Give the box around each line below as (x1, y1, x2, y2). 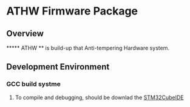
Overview (6, 28, 44, 39)
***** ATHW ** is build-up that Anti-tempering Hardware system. (6, 44, 170, 51)
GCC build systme (6, 80, 61, 88)
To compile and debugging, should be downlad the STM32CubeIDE (15, 94, 184, 101)
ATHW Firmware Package (6, 4, 138, 18)
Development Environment (6, 62, 110, 72)
